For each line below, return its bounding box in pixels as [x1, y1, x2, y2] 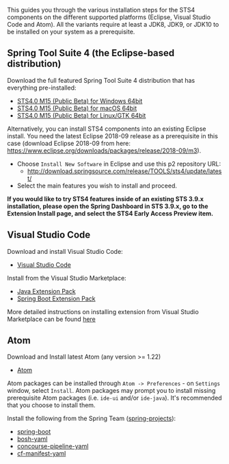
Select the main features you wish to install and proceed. [16, 181, 178, 190]
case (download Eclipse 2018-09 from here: [7, 139, 131, 147]
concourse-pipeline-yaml [16, 442, 89, 450]
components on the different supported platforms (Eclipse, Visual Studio [7, 13, 211, 21]
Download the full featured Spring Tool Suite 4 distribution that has [7, 76, 196, 84]
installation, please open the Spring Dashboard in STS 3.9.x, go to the [7, 202, 208, 210]
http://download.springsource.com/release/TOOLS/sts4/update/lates [27, 167, 222, 175]
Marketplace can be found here [7, 315, 96, 323]
